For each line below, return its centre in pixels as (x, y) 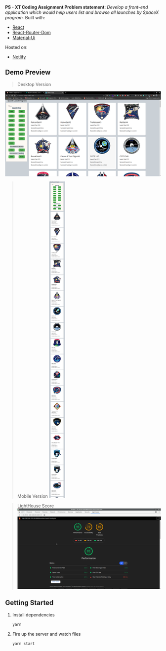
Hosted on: (17, 47)
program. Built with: (25, 18)
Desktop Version (34, 84)
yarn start (23, 644)
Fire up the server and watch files (46, 634)
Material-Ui (24, 38)
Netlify (19, 57)
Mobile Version (33, 496)
